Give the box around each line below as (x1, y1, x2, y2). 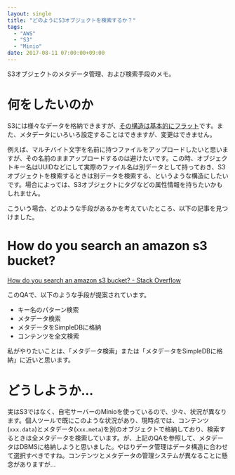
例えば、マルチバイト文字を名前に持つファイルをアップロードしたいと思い (7, 145, 222, 153)
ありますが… (19, 460, 56, 468)
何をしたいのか (7, 97, 94, 113)
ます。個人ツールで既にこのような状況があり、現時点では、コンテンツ (7, 416, 209, 424)
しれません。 (7, 189, 44, 197)
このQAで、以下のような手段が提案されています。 (7, 290, 151, 299)
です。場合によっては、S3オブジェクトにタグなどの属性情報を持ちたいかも (7, 180, 223, 188)
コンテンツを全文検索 (17, 332, 79, 340)
